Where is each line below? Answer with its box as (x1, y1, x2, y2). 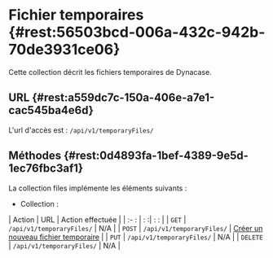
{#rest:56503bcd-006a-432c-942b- (8, 23, 266, 42)
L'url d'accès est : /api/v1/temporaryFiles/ (8, 125, 154, 135)
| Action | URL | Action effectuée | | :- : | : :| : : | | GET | (8, 214, 187, 225)
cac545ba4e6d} (8, 103, 94, 117)
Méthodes (8, 149, 62, 163)
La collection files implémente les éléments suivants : (8, 183, 187, 193)
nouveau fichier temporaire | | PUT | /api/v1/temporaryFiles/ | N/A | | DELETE (8, 232, 263, 242)
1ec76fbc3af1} (8, 161, 84, 176)
